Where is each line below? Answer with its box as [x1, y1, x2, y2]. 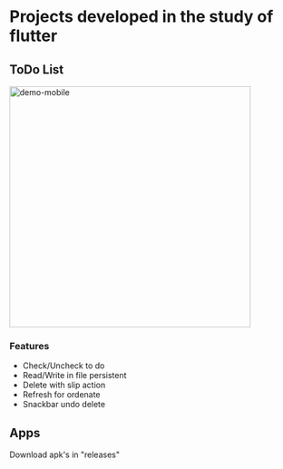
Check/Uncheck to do [22, 360, 105, 371]
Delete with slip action [22, 379, 106, 391]
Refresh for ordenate [22, 389, 102, 400]
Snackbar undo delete [22, 399, 106, 410]
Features [9, 339, 50, 352]
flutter [9, 25, 58, 46]
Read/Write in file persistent [22, 370, 127, 381]
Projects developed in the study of [9, 6, 274, 27]
